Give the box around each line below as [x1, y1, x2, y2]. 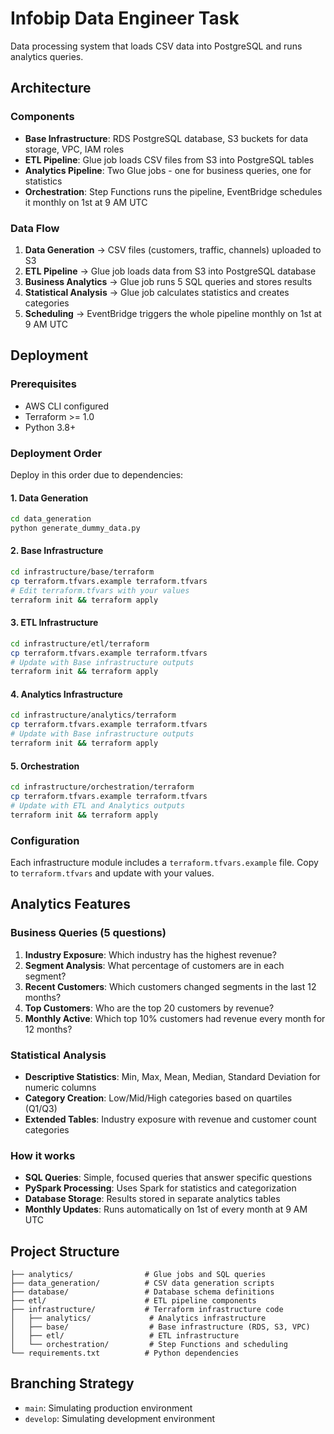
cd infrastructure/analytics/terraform [10, 710, 177, 721]
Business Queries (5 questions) [10, 926, 167, 940]
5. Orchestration [10, 760, 80, 772]
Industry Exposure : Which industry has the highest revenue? [24, 948, 277, 961]
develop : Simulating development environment [24, 1412, 216, 1424]
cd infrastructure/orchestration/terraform [10, 782, 195, 792]
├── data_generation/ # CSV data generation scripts [10, 1278, 275, 1289]
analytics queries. [10, 50, 84, 62]
